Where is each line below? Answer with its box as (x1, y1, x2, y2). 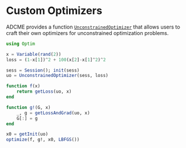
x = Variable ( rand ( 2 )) (6, 51, 61, 57)
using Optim (6, 41, 35, 47)
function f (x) (6, 83, 41, 89)
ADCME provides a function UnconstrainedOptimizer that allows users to (6, 23, 180, 30)
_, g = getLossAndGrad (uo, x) (16, 110, 91, 116)
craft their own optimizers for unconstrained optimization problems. (6, 29, 169, 36)
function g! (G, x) (6, 104, 51, 110)
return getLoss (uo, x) (16, 89, 72, 94)
